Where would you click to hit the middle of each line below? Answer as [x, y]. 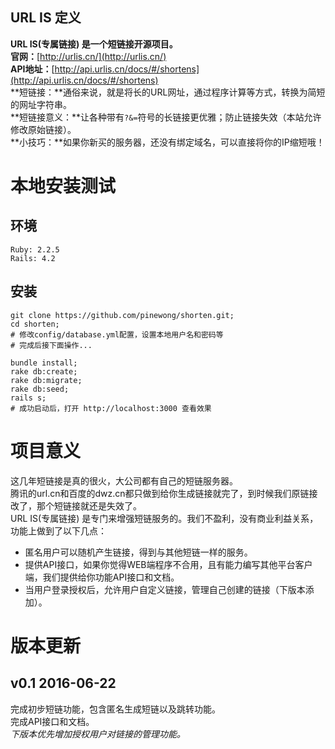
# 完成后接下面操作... [51, 345]
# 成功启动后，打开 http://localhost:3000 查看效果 [111, 408]
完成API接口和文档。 [52, 721]
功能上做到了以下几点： [58, 530]
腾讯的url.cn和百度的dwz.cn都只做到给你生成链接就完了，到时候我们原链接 [164, 493]
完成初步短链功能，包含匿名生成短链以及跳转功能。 [115, 709]
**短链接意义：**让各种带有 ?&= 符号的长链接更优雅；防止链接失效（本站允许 [166, 117]
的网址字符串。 [41, 104]
